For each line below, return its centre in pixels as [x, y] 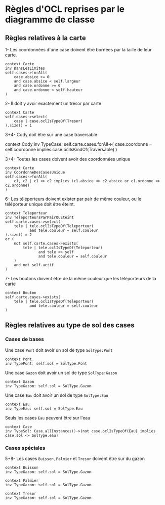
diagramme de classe [50, 20]
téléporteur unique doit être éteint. [40, 204]
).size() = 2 [19, 235]
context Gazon [20, 381]
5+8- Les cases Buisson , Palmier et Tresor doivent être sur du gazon [75, 459]
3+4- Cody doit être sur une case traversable [51, 135]
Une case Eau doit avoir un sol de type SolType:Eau [57, 395]
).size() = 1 [19, 126]
